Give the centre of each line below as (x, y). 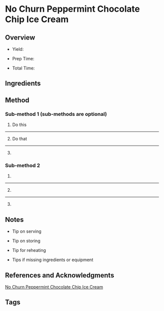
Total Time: (23, 68)
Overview (20, 37)
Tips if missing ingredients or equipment (53, 260)
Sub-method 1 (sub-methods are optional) (56, 114)
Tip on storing (26, 241)
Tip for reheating (29, 250)
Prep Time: (23, 59)
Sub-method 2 (23, 166)
